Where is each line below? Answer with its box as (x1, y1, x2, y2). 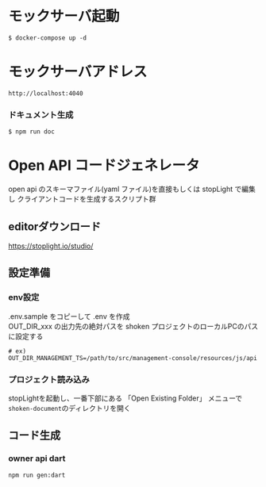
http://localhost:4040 (8, 89, 83, 98)
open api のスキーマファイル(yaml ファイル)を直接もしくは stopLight (8, 184, 233, 194)
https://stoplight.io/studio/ (8, 241, 94, 251)
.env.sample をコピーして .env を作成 (8, 311, 130, 321)
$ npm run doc (8, 128, 56, 136)
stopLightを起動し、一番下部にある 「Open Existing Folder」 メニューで (8, 393, 243, 403)
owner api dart (8, 453, 66, 464)
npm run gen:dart (8, 471, 66, 479)
